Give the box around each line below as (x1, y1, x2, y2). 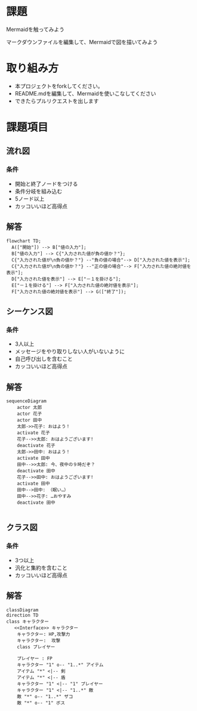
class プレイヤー (17, 644, 56, 650)
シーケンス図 (6, 306, 53, 316)
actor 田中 (17, 417, 42, 423)
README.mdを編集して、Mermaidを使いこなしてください (14, 90, 156, 97)
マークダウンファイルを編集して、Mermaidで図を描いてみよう (6, 38, 158, 45)
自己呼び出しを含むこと (14, 355, 73, 362)
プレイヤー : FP (17, 655, 53, 661)
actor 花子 (17, 411, 42, 417)
